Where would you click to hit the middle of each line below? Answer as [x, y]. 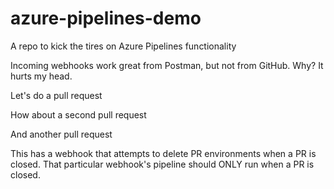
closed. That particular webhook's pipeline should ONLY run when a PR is [162, 164]
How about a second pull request [78, 114]
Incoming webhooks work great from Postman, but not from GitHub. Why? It [167, 65]
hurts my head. [41, 76]
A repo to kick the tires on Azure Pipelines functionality [123, 46]
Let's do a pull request [56, 95]
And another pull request [61, 134]
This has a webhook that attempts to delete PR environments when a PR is [163, 153]
